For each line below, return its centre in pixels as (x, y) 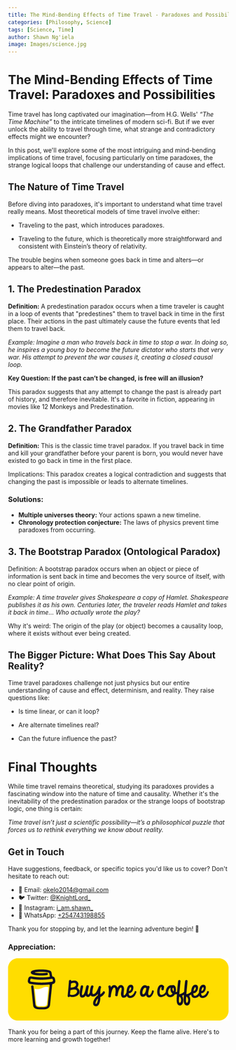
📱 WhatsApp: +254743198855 (62, 915)
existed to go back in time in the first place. (70, 460)
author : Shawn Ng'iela (41, 37)
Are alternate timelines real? (58, 725)
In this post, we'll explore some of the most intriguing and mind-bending (112, 150)
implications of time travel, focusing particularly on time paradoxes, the (110, 158)
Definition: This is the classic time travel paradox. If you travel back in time (116, 445)
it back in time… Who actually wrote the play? (74, 612)
